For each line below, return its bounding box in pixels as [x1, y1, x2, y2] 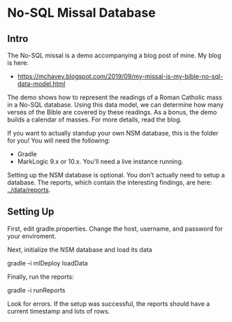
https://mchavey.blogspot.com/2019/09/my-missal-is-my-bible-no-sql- [17, 72, 224, 80]
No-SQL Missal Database [7, 5, 156, 21]
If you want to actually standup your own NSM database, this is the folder [7, 129, 219, 137]
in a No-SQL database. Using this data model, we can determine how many [7, 101, 224, 109]
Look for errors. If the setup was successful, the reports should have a [7, 299, 210, 308]
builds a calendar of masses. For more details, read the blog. [7, 115, 182, 124]
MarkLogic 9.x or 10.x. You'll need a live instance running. [17, 157, 184, 166]
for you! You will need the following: [7, 136, 110, 145]
